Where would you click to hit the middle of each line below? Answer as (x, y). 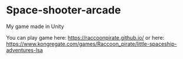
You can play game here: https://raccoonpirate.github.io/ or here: (85, 37)
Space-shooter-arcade (63, 10)
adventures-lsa (24, 50)
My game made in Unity (35, 26)
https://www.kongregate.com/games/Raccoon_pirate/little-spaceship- (91, 44)
